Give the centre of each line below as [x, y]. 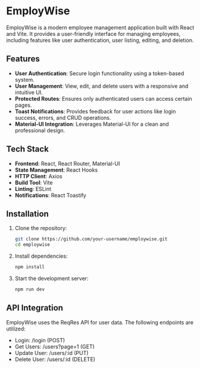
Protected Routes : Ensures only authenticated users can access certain [103, 98]
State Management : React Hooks [56, 170]
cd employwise [32, 245]
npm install [30, 267]
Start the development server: [52, 278]
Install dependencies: [41, 256]
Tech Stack [27, 149]
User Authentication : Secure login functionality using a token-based [99, 73]
